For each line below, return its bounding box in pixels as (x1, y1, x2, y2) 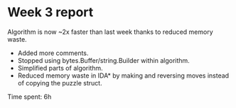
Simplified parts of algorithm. (17, 64, 103, 72)
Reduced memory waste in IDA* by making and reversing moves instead (17, 71, 230, 80)
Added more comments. (17, 49, 89, 57)
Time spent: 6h (7, 92, 52, 101)
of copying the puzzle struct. (17, 78, 102, 87)
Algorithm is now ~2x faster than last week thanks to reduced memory (7, 28, 213, 36)
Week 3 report (7, 4, 94, 20)
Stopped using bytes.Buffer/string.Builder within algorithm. (17, 56, 190, 64)
